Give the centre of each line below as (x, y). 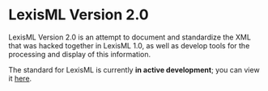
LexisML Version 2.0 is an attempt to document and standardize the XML (130, 37)
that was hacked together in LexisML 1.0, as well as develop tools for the (129, 45)
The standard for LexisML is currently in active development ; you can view (134, 69)
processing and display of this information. (80, 54)
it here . (20, 78)
